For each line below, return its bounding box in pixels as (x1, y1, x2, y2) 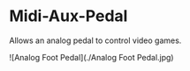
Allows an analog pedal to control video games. (9, 35, 182, 46)
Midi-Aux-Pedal (9, 6, 128, 26)
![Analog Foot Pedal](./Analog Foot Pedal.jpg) (9, 52, 174, 62)
